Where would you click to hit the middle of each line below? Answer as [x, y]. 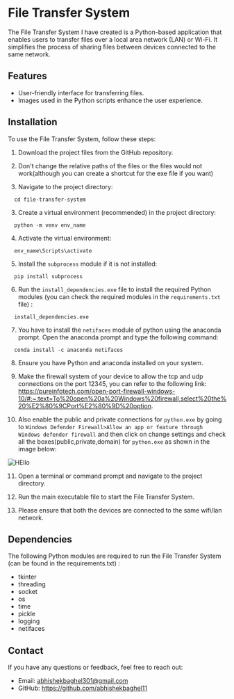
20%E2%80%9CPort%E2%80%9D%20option [85, 405]
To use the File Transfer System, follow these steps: [82, 139]
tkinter [27, 577]
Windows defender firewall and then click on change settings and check [122, 434]
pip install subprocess [48, 276]
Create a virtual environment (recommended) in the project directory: [117, 212]
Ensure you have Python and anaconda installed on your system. [110, 362]
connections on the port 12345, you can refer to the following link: [112, 383]
